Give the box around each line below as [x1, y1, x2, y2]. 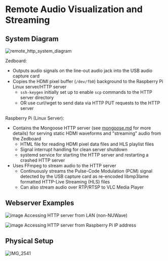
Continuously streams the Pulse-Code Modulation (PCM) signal [20, 168, 153, 174]
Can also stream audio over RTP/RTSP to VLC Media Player [20, 184, 144, 190]
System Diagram [5, 34, 59, 43]
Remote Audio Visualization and [5, 4, 143, 15]
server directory [20, 95, 54, 100]
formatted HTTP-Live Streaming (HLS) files [20, 179, 110, 184]
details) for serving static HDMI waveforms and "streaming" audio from [12, 130, 161, 136]
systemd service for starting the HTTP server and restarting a [20, 152, 149, 158]
